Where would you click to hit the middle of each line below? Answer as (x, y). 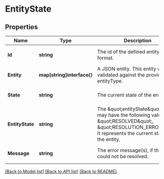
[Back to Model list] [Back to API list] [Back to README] (61, 171)
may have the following (124, 115)
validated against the (121, 75)
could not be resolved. (123, 156)
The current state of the (124, 95)
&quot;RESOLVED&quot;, (125, 121)
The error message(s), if (125, 150)
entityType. (110, 81)
